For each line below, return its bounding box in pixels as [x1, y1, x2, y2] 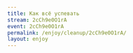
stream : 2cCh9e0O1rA [7, 17, 68, 23]
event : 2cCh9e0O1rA [7, 23, 64, 30]
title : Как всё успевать [7, 10, 80, 17]
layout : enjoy [7, 36, 49, 43]
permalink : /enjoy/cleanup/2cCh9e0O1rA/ [7, 29, 127, 36]
